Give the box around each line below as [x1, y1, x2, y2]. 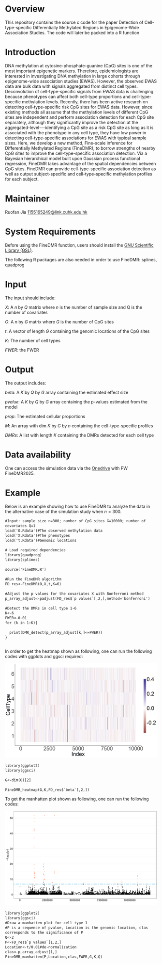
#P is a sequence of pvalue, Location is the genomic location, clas [5, 925, 148, 930]
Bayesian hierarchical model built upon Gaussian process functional [5, 155, 140, 161]
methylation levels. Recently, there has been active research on [22, 98, 148, 105]
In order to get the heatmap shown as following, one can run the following [5, 648, 152, 654]
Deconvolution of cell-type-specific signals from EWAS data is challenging [5, 88, 154, 94]
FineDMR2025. [5, 470, 35, 476]
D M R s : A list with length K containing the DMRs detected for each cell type [5, 432, 154, 438]
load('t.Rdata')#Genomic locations [5, 538, 77, 543]
